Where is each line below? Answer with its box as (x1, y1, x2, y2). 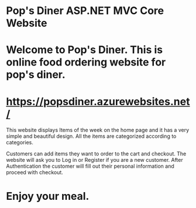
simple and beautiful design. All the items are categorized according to (6, 133, 177, 140)
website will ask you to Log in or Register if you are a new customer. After (6, 157, 183, 164)
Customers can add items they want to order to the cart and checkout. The (6, 150, 187, 157)
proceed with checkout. (6, 169, 63, 176)
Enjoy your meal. (6, 189, 90, 203)
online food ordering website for (6, 56, 166, 69)
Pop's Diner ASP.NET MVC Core (6, 4, 164, 18)
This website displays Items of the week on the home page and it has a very (6, 127, 190, 134)
